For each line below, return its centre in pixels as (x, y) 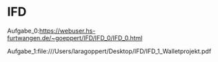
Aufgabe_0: (23, 31)
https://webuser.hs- (67, 31)
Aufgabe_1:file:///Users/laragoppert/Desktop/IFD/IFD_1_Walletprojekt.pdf (109, 51)
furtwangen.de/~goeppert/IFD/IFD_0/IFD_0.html (75, 37)
